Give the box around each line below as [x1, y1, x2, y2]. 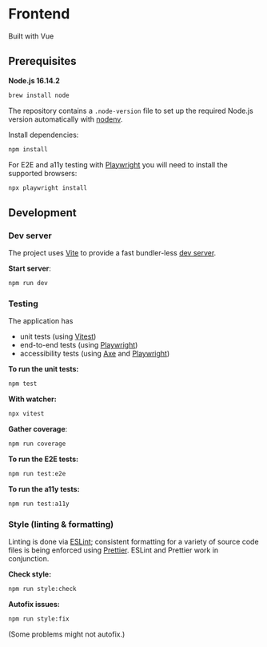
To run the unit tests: [8, 364, 79, 374]
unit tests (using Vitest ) [19, 332, 97, 341]
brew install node [8, 91, 70, 99]
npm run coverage [8, 440, 66, 448]
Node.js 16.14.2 [8, 75, 60, 85]
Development [8, 206, 78, 219]
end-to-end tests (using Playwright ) [19, 340, 138, 350]
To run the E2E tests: [8, 454, 78, 464]
